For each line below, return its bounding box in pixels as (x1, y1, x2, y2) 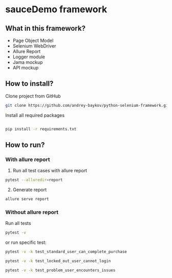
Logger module (12, 54, 45, 60)
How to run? (5, 141, 45, 149)
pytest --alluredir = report (5, 177, 63, 182)
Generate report (12, 187, 47, 193)
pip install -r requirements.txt (5, 126, 77, 131)
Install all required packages (5, 112, 65, 118)
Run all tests (5, 220, 31, 226)
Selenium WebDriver (12, 43, 56, 49)
